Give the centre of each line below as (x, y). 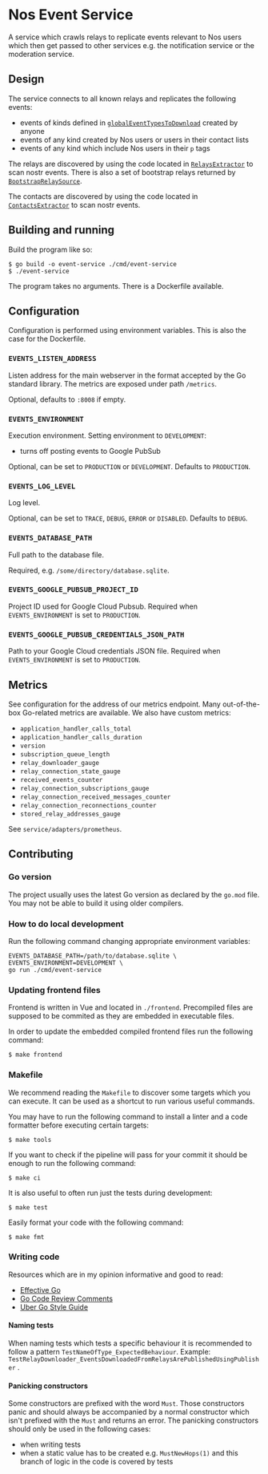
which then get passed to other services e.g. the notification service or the (131, 45)
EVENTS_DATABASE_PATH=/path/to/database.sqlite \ (93, 956)
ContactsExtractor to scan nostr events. (74, 204)
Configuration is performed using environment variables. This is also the (127, 330)
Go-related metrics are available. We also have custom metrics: (127, 712)
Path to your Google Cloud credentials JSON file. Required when (115, 651)
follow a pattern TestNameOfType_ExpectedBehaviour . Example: (110, 1352)
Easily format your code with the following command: (96, 1222)
